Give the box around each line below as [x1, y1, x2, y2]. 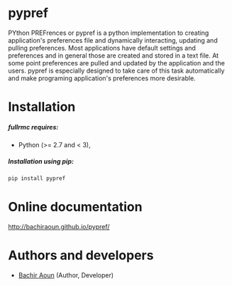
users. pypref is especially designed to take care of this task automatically [8, 66, 225, 75]
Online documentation [8, 199, 143, 215]
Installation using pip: [8, 157, 74, 165]
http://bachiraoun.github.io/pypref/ [8, 222, 110, 231]
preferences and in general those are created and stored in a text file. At [8, 51, 219, 60]
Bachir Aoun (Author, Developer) [18, 270, 114, 279]
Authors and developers [8, 248, 154, 264]
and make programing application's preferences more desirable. [8, 73, 196, 83]
